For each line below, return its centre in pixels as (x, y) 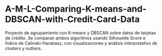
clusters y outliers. (24, 48)
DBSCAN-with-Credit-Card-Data (72, 19)
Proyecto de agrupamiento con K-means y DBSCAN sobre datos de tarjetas (81, 33)
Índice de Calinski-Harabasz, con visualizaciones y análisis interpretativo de (81, 43)
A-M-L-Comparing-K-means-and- (76, 9)
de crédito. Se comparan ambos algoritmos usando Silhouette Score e (75, 38)
